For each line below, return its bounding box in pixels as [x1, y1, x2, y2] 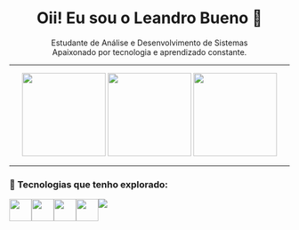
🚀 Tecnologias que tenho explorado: [9, 178, 169, 190]
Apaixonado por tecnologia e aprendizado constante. [52, 46, 247, 57]
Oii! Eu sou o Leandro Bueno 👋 [36, 8, 263, 28]
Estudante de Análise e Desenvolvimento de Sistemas [51, 37, 248, 48]
